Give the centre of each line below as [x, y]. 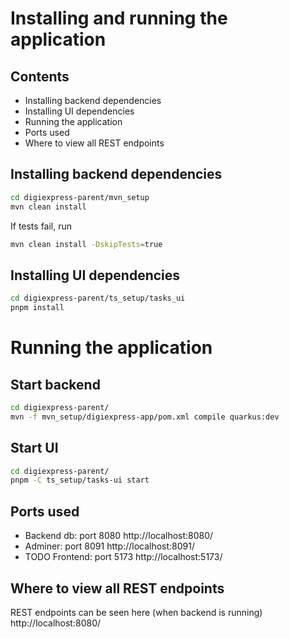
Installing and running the [119, 18]
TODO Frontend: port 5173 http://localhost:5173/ [123, 557]
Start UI [34, 448]
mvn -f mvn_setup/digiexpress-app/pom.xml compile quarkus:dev [145, 417]
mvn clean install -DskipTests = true [86, 244]
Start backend [55, 384]
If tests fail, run [41, 226]
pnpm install [37, 308]
